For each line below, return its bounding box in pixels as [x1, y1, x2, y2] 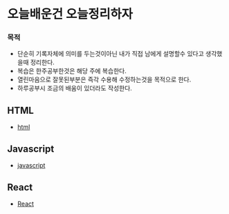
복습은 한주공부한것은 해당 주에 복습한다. [17, 67, 127, 75]
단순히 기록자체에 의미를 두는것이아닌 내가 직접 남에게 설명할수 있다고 [17, 50, 204, 58]
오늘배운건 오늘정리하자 [7, 6, 133, 22]
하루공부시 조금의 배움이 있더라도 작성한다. [17, 84, 133, 93]
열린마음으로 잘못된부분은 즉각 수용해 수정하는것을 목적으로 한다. [17, 75, 192, 84]
